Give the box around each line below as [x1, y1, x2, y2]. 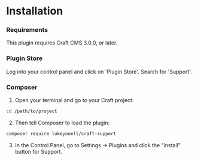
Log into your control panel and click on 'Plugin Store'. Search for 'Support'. [6, 68, 193, 75]
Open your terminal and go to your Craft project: [14, 97, 134, 104]
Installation [6, 4, 63, 18]
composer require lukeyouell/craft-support [6, 130, 117, 136]
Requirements [6, 26, 48, 34]
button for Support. [14, 148, 63, 155]
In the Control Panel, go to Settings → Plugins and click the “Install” [14, 141, 181, 148]
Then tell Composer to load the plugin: [14, 119, 109, 126]
